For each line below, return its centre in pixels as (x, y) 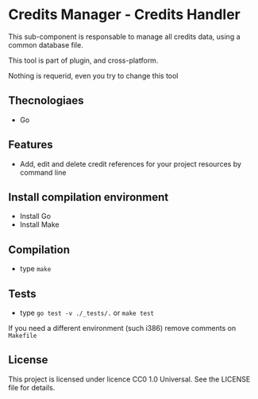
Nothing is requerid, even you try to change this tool (93, 75)
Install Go (35, 217)
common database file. (46, 44)
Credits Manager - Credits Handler (124, 15)
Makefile (23, 336)
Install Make (39, 224)
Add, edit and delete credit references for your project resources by (131, 163)
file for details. (32, 387)
